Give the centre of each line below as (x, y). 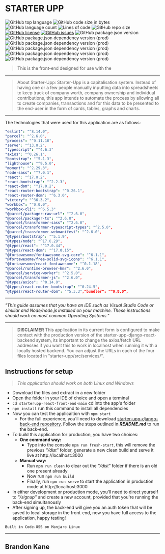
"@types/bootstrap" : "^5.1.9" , (37, 237)
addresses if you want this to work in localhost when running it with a (87, 346)
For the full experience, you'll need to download (68, 419)
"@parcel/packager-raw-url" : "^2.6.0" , (46, 214)
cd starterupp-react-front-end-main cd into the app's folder (74, 403)
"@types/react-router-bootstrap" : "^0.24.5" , (52, 287)
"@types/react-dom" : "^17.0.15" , (39, 250)
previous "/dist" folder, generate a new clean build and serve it (90, 450)
